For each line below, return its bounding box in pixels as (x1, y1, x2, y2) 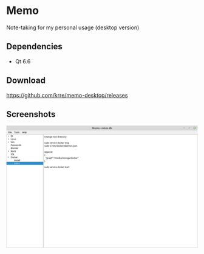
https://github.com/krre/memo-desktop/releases (6, 91, 128, 99)
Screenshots (6, 109, 56, 119)
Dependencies (6, 41, 63, 52)
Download (6, 76, 46, 86)
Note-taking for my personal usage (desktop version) (6, 24, 140, 31)
